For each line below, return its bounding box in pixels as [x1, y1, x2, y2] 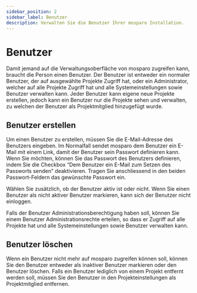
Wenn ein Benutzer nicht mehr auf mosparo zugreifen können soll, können [6, 255, 188, 262]
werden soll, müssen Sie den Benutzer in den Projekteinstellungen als [6, 274, 176, 281]
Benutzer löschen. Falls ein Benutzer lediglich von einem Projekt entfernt [6, 267, 184, 275]
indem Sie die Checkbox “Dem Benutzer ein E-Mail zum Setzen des [6, 161, 171, 168]
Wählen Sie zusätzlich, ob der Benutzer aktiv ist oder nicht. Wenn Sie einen [6, 185, 190, 193]
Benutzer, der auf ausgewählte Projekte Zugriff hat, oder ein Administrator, [6, 78, 189, 85]
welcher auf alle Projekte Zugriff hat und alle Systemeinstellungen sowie [6, 84, 183, 91]
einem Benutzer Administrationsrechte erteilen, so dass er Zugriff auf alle [6, 216, 186, 223]
